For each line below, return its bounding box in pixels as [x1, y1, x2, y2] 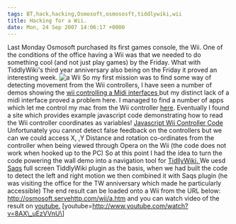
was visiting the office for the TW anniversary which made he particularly [7, 179, 222, 188]
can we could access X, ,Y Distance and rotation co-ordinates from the [7, 134, 215, 142]
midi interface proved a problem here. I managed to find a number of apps [7, 96, 224, 105]
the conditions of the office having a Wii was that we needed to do [7, 50, 201, 59]
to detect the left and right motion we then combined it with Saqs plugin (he [7, 171, 228, 180]
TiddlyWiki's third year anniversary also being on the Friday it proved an [7, 65, 218, 75]
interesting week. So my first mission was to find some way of [7, 73, 211, 82]
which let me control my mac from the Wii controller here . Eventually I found [7, 104, 230, 112]
